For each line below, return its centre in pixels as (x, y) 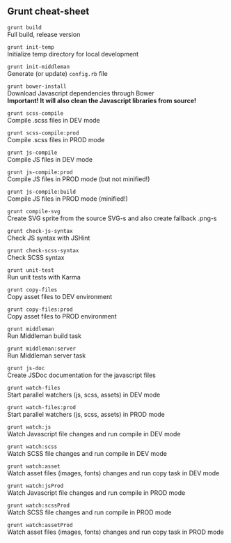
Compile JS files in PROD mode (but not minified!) (79, 179)
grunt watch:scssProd (39, 505)
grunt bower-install (37, 86)
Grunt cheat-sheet (48, 12)
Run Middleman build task (45, 336)
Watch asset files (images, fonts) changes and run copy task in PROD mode (116, 532)
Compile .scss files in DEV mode (54, 120)
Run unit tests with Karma (44, 277)
